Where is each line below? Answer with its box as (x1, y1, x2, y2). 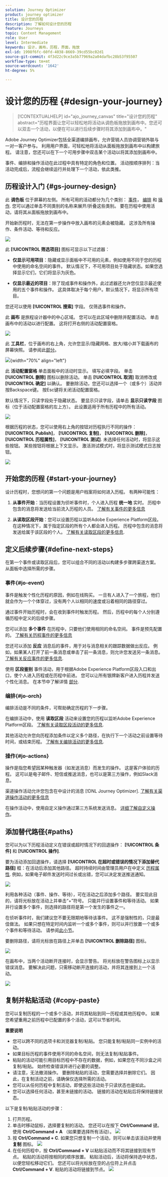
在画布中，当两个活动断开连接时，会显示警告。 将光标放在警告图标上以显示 (5, 958, 160, 964)
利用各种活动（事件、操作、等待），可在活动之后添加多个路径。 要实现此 (5, 891, 153, 897)
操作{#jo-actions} (5, 752, 49, 759)
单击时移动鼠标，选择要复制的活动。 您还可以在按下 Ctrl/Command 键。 (12, 1122, 162, 1128)
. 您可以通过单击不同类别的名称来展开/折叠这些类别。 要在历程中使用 (9, 203, 151, 209)
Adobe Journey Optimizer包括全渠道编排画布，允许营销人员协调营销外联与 (5, 136, 159, 142)
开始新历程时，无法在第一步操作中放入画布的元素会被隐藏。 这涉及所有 (5, 220, 151, 226)
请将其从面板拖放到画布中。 (13, 209, 71, 215)
